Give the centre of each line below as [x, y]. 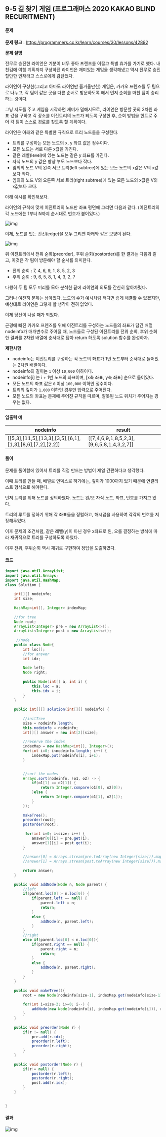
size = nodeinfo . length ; [48, 723]
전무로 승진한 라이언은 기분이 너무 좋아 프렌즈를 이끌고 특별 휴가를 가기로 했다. [80, 63]
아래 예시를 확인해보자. [27, 197]
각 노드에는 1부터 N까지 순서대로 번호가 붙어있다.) [53, 213]
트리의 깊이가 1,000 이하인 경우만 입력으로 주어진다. [62, 390]
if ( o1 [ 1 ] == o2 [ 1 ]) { [54, 783]
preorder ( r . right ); [51, 1046]
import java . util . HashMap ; [33, 580]
